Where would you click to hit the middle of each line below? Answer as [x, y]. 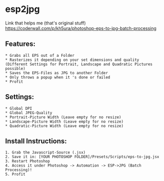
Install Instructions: [36, 141]
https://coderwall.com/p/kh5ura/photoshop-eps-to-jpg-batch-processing [81, 28]
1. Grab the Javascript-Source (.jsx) [45, 153]
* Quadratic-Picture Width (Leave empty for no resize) [64, 126]
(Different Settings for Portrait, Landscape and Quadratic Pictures [79, 64]
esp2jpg [22, 9]
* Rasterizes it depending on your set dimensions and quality [72, 60]
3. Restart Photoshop [28, 161]
